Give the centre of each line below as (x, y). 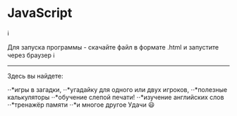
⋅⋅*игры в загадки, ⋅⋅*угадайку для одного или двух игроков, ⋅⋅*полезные (117, 89)
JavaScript (40, 13)
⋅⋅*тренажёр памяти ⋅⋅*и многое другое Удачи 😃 (81, 105)
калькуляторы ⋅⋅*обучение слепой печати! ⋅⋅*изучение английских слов (116, 97)
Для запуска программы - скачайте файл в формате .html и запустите (113, 47)
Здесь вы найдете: (35, 76)
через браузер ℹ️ (31, 55)
